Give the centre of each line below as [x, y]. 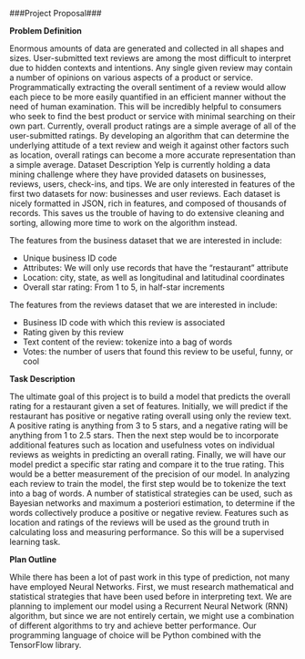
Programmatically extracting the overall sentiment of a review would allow [148, 87]
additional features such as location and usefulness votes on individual [142, 445]
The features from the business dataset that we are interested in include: [146, 240]
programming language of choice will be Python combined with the [135, 635]
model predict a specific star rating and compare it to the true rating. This [147, 464]
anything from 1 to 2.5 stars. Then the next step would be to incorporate [144, 435]
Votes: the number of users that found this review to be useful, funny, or [158, 351]
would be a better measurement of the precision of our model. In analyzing [150, 474]
